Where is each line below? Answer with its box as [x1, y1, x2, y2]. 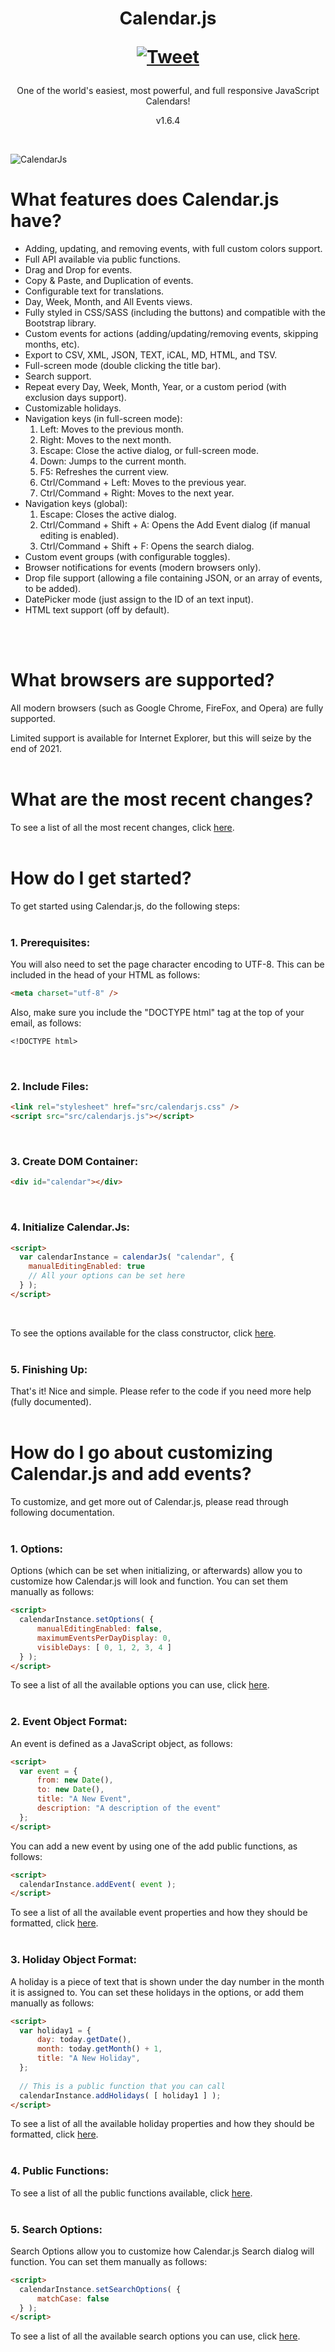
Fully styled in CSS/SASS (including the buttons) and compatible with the [24, 307, 326, 319]
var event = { [19, 1766, 78, 1776]
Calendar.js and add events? [10, 1463, 252, 1486]
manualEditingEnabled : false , [36, 1624, 163, 1634]
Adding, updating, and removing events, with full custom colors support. [24, 243, 323, 255]
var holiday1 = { [19, 2025, 92, 2036]
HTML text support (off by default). [24, 604, 170, 616]
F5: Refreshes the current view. [39, 466, 169, 478]
